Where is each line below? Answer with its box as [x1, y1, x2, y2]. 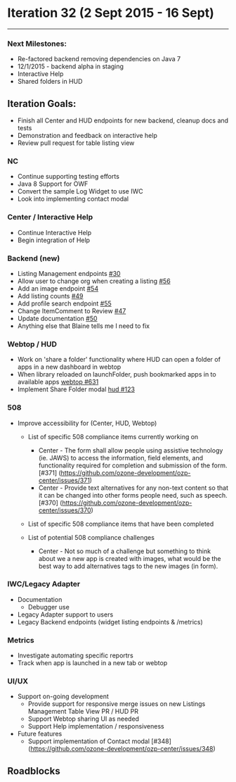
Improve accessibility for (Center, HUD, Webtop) [17, 419, 157, 427]
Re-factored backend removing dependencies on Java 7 [17, 55, 181, 63]
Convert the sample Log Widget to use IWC [17, 187, 143, 196]
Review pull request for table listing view [17, 139, 135, 147]
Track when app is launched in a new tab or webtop [17, 659, 168, 667]
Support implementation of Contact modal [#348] [27, 737, 172, 745]
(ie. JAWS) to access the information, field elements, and [38, 453, 204, 462]
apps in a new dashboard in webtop [17, 362, 122, 371]
